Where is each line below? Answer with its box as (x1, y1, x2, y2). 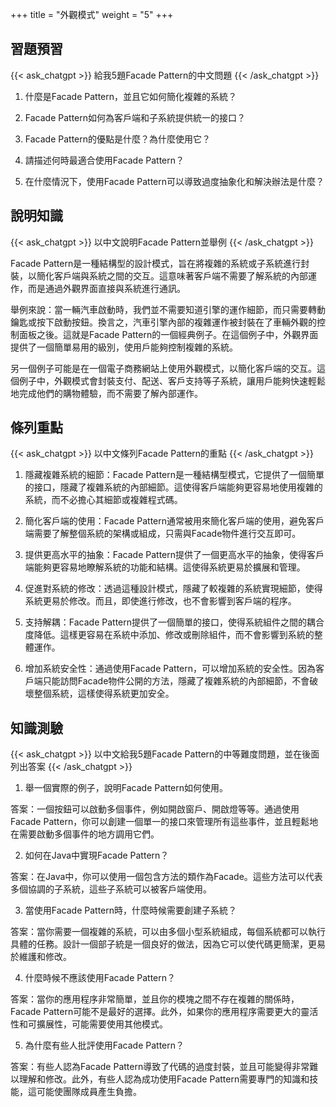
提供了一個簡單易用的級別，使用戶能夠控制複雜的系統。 (10, 341, 238, 353)
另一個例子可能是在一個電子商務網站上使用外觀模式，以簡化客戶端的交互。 (10, 362, 317, 374)
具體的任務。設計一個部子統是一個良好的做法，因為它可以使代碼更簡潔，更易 (10, 938, 326, 950)
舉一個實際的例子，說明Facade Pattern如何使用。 (24, 782, 228, 794)
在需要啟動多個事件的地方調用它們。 (10, 828, 160, 840)
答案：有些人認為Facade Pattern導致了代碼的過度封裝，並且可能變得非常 (10, 1061, 310, 1073)
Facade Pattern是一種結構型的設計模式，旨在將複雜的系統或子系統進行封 (10, 257, 310, 269)
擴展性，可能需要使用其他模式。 (36, 1018, 168, 1030)
